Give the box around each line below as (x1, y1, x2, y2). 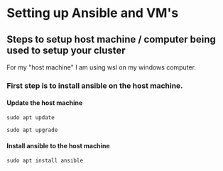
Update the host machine (6, 98, 83, 107)
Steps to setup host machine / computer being (6, 33, 216, 45)
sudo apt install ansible (6, 158, 83, 165)
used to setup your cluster (6, 44, 126, 56)
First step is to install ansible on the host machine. (6, 80, 183, 90)
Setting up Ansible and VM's (6, 5, 179, 21)
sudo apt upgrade (6, 126, 58, 134)
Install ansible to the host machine (6, 141, 111, 150)
